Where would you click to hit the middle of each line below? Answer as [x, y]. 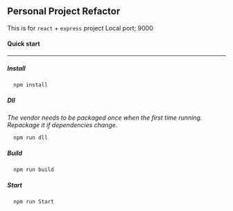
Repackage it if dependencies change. [62, 125]
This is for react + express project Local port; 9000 [80, 28]
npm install [31, 85]
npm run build [34, 169]
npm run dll [31, 138]
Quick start [24, 44]
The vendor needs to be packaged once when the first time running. [105, 118]
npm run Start [34, 201]
